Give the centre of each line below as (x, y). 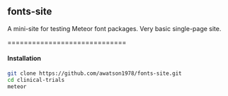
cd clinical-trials (36, 80)
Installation (24, 59)
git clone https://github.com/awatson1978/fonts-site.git (95, 73)
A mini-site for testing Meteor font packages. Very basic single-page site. (114, 28)
